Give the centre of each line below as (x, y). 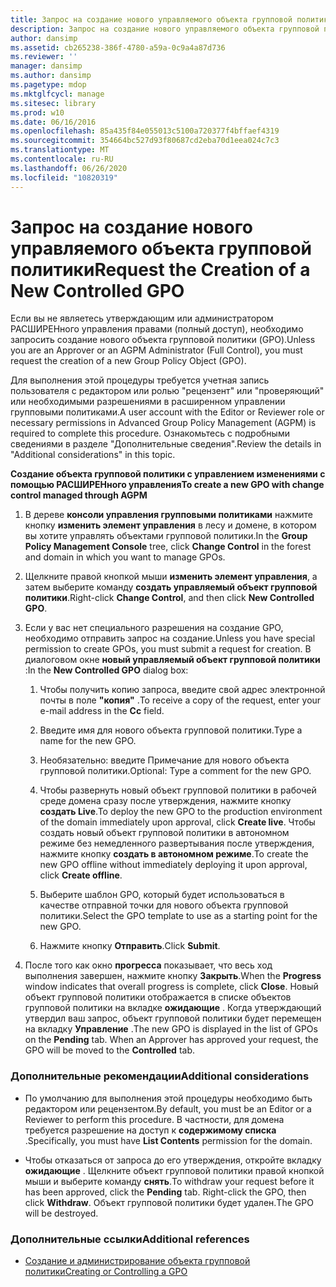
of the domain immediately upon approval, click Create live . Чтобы (177, 822)
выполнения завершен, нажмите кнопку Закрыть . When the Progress (173, 976)
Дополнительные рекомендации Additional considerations (160, 1076)
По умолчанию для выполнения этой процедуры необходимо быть (168, 1098)
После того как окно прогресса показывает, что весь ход (148, 965)
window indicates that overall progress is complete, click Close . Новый (171, 987)
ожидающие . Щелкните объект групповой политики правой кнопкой (174, 1170)
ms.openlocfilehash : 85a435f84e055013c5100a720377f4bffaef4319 (145, 131)
